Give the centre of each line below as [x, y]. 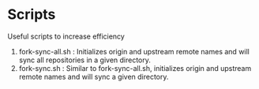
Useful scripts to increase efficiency [66, 36]
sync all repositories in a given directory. [85, 60]
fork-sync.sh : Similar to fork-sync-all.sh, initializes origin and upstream [135, 68]
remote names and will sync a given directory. [94, 76]
